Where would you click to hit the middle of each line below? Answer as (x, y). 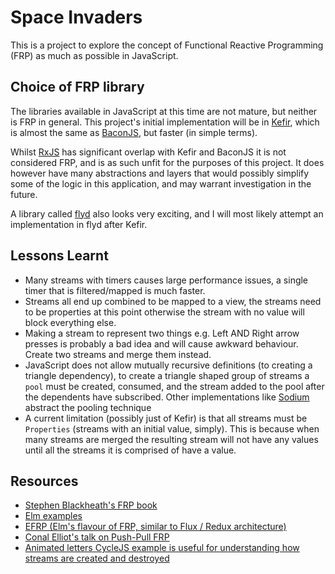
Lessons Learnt (59, 256)
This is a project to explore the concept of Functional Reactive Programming (167, 45)
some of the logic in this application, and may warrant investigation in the (161, 183)
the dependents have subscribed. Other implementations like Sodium (167, 397)
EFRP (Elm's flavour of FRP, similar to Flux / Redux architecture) (155, 527)
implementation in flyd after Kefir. (79, 224)
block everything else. (70, 322)
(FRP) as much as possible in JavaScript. (94, 55)
